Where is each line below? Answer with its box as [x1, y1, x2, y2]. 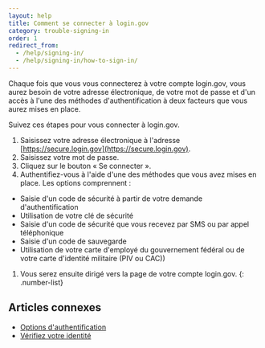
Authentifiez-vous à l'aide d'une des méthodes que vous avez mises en [19, 170, 257, 179]
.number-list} [19, 277, 64, 287]
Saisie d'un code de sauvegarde [19, 236, 127, 246]
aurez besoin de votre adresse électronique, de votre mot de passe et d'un [8, 87, 255, 96]
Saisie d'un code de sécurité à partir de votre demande [19, 194, 203, 203]
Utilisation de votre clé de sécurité [19, 211, 134, 220]
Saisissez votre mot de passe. [19, 152, 120, 162]
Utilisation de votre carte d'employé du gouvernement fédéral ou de [19, 244, 245, 254]
